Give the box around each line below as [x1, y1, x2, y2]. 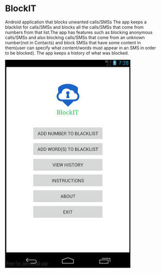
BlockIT [5, 3, 36, 14]
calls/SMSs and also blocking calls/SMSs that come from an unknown [5, 35, 145, 40]
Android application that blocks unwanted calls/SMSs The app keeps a [5, 19, 147, 25]
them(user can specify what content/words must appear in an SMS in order [5, 45, 157, 51]
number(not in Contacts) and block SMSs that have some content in [5, 39, 141, 45]
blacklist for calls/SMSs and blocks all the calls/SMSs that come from [5, 24, 144, 30]
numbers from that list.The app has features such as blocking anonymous [5, 29, 153, 35]
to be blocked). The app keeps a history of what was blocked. [5, 50, 129, 56]
